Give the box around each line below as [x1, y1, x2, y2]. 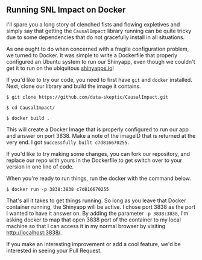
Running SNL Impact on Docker [6, 5, 126, 15]
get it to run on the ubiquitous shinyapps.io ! [6, 64, 115, 72]
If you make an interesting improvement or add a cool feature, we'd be [6, 240, 181, 247]
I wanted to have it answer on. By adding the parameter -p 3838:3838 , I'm [6, 209, 189, 217]
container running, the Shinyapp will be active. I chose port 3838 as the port [6, 203, 196, 210]
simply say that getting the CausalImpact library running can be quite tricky [6, 27, 192, 34]
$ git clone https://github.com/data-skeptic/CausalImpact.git [6, 94, 169, 100]
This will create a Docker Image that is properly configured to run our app [6, 126, 189, 133]
